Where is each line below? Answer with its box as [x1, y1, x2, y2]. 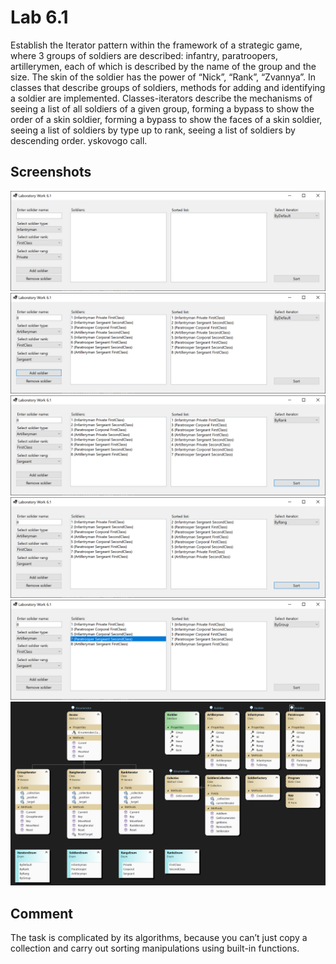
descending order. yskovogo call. [10, 134, 148, 146]
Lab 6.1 [10, 6, 69, 29]
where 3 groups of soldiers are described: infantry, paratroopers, [10, 49, 279, 61]
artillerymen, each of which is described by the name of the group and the [10, 60, 317, 72]
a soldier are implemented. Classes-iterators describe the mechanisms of [10, 92, 313, 104]
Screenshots [10, 164, 92, 181]
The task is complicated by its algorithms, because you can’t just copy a [10, 932, 308, 944]
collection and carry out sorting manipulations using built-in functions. [10, 942, 300, 955]
